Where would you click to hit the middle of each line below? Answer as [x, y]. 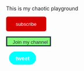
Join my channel [30, 42]
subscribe [26, 24]
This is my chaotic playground [42, 9]
